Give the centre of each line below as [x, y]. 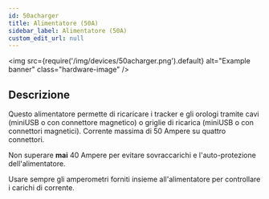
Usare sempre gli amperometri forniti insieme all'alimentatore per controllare [134, 179]
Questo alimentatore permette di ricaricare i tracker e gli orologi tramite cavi [134, 114]
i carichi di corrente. [41, 188]
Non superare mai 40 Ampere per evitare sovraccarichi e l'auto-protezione [132, 155]
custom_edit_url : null [46, 38]
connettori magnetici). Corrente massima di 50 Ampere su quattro [117, 131]
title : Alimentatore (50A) [53, 23]
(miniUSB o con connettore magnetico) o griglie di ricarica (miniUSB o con [131, 123]
